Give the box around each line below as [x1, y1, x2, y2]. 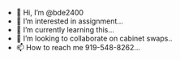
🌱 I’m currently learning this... [15, 25, 115, 34]
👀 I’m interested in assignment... [15, 16, 124, 26]
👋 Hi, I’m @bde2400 [15, 8, 84, 17]
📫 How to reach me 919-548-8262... [15, 43, 140, 52]
